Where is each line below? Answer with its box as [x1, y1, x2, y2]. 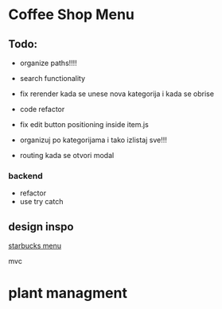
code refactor [19, 105, 65, 114]
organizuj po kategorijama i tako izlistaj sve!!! [19, 135, 167, 145]
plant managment [8, 284, 127, 303]
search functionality [19, 74, 86, 83]
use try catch [19, 197, 64, 207]
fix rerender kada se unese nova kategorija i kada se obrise [19, 89, 215, 98]
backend [8, 170, 43, 181]
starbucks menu [8, 241, 62, 251]
